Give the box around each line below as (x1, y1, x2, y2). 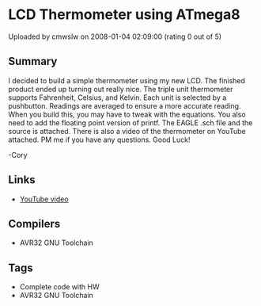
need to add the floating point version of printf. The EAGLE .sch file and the (8, 117, 253, 128)
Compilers (8, 216, 61, 231)
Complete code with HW (19, 282, 100, 292)
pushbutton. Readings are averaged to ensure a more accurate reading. (8, 101, 241, 110)
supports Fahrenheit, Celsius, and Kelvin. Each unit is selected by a (8, 93, 227, 102)
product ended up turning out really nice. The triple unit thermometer (8, 84, 233, 94)
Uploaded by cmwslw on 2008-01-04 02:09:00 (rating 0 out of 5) (8, 32, 222, 41)
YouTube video (19, 194, 69, 204)
